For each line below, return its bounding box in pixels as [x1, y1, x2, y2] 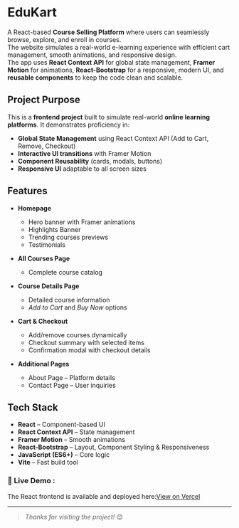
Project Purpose [7, 94, 80, 106]
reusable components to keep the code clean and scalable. [7, 73, 184, 82]
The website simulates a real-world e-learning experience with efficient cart [7, 43, 230, 51]
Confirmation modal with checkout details [28, 346, 151, 354]
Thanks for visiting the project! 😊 [24, 512, 123, 521]
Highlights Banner [28, 225, 81, 233]
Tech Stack [7, 401, 58, 413]
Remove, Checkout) [17, 142, 76, 150]
